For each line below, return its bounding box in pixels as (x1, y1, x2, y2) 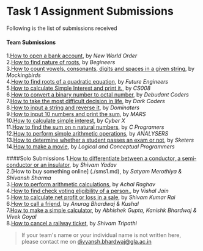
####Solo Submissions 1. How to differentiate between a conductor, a (6, 155, 181, 162)
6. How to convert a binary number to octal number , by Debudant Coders (6, 91, 190, 98)
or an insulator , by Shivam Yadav (33, 161, 117, 169)
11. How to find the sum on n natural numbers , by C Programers (6, 123, 164, 131)
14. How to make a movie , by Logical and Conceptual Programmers (6, 143, 175, 150)
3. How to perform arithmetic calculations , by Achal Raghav (6, 181, 156, 188)
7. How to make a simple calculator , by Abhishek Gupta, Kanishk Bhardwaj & (6, 206, 197, 214)
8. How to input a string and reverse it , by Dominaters (6, 104, 139, 111)
